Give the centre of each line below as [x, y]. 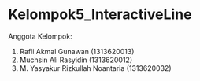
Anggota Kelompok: [40, 36]
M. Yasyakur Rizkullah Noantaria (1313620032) [95, 68]
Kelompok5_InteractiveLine [100, 15]
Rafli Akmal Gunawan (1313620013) [77, 51]
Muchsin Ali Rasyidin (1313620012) [76, 60]
